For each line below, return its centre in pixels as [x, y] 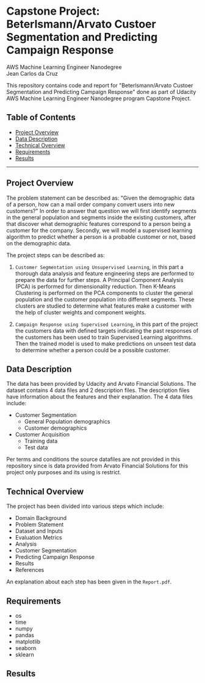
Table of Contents [41, 117]
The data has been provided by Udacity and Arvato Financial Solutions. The [101, 384]
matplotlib [28, 641]
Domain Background [41, 518]
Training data [41, 441]
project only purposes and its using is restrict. [64, 472]
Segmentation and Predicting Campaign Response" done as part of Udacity [101, 92]
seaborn [26, 648]
